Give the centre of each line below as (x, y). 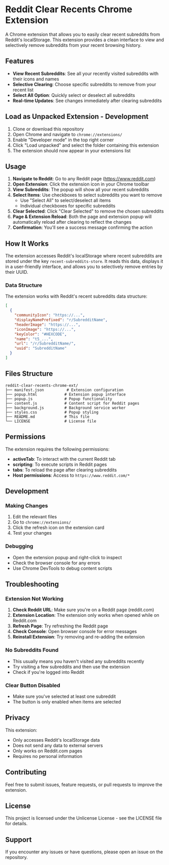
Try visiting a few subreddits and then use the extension (71, 667)
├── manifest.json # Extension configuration (64, 390)
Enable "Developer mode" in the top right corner (63, 140)
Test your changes (32, 533)
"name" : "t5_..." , (34, 339)
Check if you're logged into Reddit (48, 672)
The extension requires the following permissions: (58, 449)
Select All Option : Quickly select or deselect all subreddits (74, 95)
